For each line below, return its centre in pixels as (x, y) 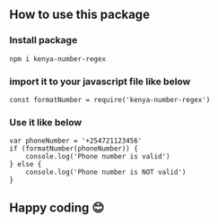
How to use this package (80, 15)
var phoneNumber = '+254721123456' (76, 141)
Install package (44, 40)
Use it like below (46, 122)
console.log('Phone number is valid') (98, 157)
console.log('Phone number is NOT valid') (106, 172)
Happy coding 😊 (57, 207)
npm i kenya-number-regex (57, 59)
